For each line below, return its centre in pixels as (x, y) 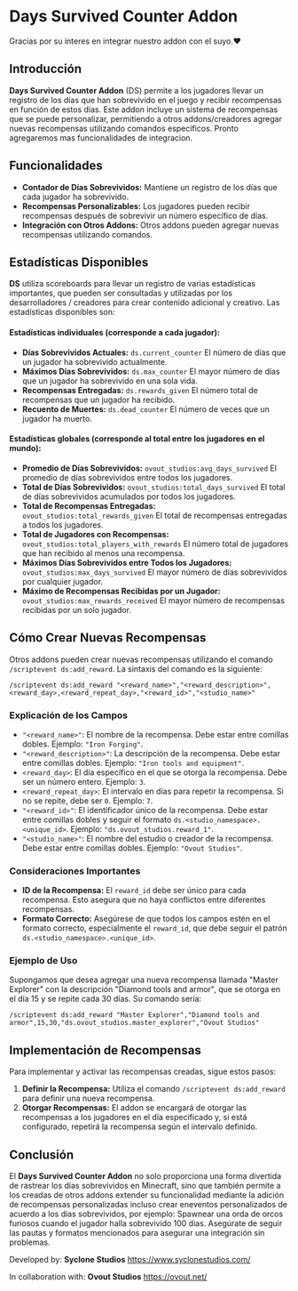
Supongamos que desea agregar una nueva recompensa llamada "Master (144, 980)
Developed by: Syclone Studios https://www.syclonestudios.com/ (130, 1260)
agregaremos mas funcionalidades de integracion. (101, 137)
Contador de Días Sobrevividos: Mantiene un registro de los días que (149, 187)
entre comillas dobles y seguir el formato (97, 819)
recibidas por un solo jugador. (76, 609)
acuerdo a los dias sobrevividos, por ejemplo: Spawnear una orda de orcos (146, 1214)
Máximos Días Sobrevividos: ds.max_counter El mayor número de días (151, 371)
